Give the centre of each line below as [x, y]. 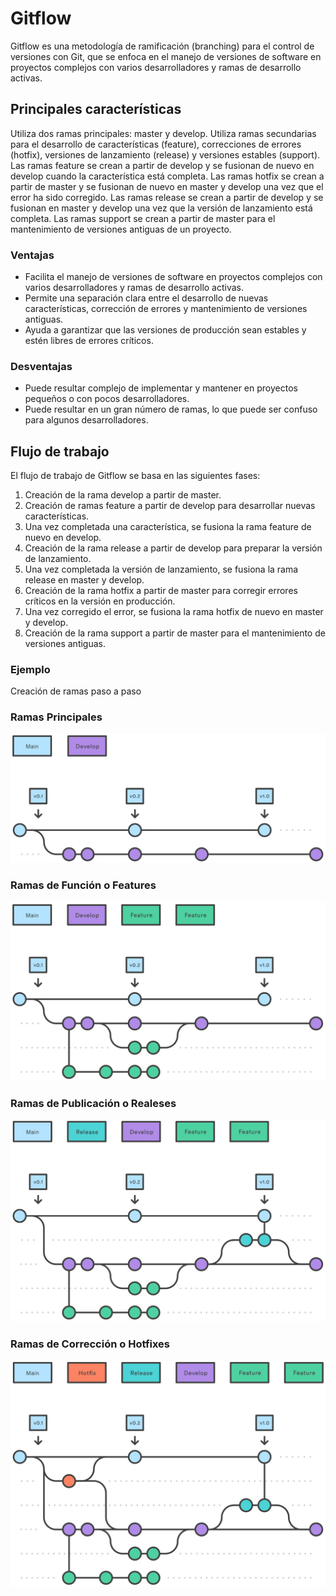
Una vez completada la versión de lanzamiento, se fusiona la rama [161, 569]
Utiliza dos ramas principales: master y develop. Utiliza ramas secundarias [163, 133]
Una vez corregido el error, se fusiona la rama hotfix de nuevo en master [174, 612]
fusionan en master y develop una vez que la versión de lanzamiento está [161, 208]
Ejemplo [30, 670]
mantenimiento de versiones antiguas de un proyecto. [121, 229]
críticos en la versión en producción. [100, 601]
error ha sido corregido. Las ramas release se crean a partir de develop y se [167, 197]
